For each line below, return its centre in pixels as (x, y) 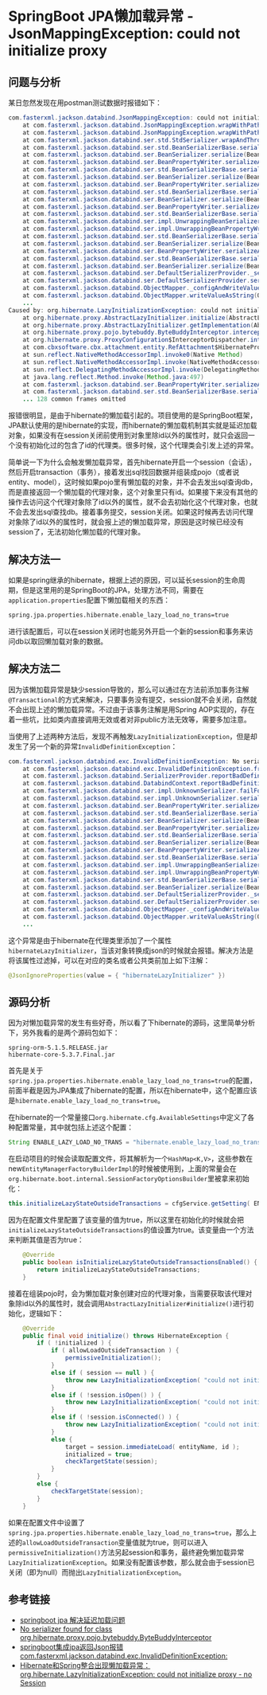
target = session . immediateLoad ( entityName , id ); (152, 1446)
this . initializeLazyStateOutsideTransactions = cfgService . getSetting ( (129, 1204)
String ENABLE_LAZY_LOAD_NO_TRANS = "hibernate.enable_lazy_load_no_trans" (136, 1143)
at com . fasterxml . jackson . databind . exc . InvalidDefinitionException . (138, 769)
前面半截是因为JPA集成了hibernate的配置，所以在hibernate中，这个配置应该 (133, 1090)
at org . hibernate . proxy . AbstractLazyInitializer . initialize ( (126, 318)
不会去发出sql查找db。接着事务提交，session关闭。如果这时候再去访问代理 (131, 512)
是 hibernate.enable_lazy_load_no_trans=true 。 (87, 1101)
